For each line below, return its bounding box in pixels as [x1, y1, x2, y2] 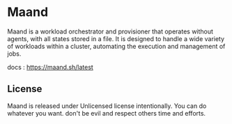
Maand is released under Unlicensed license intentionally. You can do [7, 102, 207, 110]
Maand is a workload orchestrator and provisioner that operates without [7, 27, 214, 36]
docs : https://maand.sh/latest [7, 63, 94, 71]
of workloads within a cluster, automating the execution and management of [7, 42, 226, 50]
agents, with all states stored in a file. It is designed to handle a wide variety [7, 34, 225, 42]
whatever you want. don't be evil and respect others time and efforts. [7, 109, 206, 117]
